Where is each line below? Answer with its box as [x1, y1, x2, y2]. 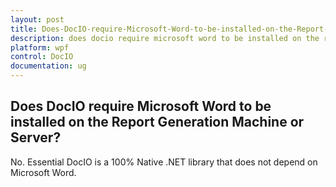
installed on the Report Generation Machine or [10, 114, 305, 131]
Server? [10, 129, 62, 146]
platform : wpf [10, 42, 70, 53]
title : [10, 24, 38, 34]
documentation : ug [10, 61, 87, 71]
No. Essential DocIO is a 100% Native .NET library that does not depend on [10, 156, 318, 168]
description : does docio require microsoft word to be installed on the [10, 33, 320, 43]
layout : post [10, 14, 65, 25]
